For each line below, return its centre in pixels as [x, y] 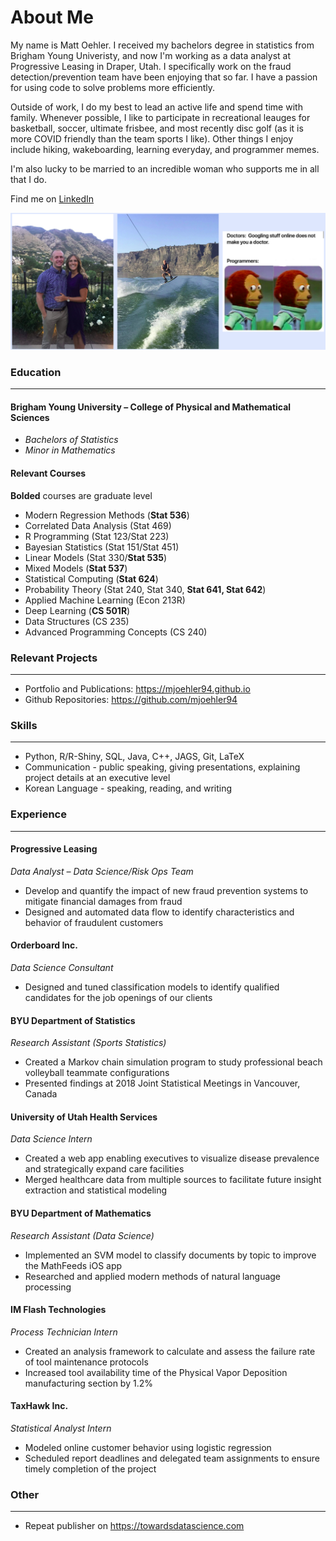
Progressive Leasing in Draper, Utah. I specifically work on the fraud [151, 66]
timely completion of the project [90, 1468]
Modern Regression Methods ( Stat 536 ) [107, 515]
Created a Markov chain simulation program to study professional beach [173, 1062]
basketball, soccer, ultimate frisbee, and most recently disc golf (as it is [157, 128]
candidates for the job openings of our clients [118, 997]
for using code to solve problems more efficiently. [113, 87]
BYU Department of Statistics [73, 1020]
